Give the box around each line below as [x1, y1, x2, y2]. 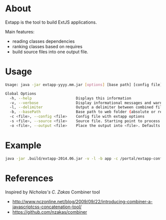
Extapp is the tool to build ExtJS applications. [5, 19, 97, 25]
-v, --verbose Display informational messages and [9, 100, 152, 105]
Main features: [5, 29, 35, 34]
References [5, 173, 53, 184]
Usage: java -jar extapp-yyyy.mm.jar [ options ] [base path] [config [5, 82, 149, 87]
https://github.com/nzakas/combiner [12, 209, 87, 215]
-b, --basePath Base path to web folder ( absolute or [9, 109, 156, 115]
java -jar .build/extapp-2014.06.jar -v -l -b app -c [5, 156, 119, 161]
